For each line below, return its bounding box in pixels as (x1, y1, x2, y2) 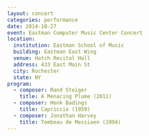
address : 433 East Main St (13, 61, 91, 68)
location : (7, 36, 36, 43)
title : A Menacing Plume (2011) (19, 93, 112, 100)
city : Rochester (13, 67, 60, 74)
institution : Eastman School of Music (13, 42, 125, 49)
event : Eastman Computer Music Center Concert (7, 29, 143, 36)
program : (7, 80, 32, 87)
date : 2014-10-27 (7, 23, 57, 30)
